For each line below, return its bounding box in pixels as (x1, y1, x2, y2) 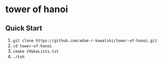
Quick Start (5, 24, 42, 33)
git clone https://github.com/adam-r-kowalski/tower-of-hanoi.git (12, 38, 157, 43)
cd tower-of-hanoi (12, 44, 52, 49)
